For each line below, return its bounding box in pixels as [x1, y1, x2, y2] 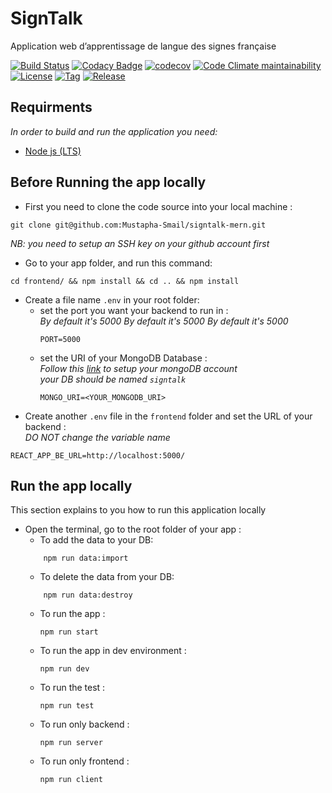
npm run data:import [43, 553, 129, 564]
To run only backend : [39, 718, 130, 731]
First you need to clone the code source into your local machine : [24, 200, 293, 212]
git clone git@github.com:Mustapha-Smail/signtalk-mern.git [10, 220, 267, 230]
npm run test [39, 701, 95, 711]
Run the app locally [10, 477, 133, 494]
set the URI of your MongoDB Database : [39, 352, 208, 364]
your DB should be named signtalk [39, 373, 187, 385]
